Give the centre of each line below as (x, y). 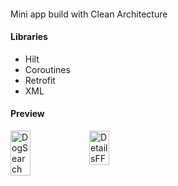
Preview (27, 114)
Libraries (29, 37)
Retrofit (40, 80)
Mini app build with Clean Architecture (89, 14)
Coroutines (47, 69)
